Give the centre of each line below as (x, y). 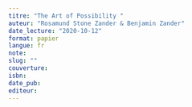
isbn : (17, 76)
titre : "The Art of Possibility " (66, 16)
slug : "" (23, 61)
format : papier (34, 38)
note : (17, 53)
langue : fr (27, 46)
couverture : (28, 68)
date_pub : (25, 83)
